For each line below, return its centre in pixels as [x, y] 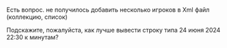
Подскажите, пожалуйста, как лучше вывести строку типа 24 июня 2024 [113, 30]
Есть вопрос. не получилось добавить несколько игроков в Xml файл [108, 10]
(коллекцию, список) [37, 17]
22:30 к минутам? [32, 37]
